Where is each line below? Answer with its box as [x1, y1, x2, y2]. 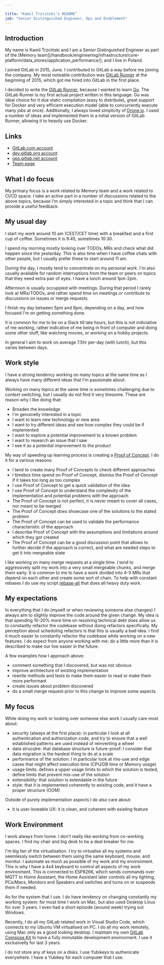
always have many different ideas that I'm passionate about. [5, 377, 126, 383]
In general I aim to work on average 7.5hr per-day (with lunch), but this [5, 339, 146, 345]
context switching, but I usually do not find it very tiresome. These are [5, 392, 145, 397]
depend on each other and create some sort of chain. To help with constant [5, 575, 157, 581]
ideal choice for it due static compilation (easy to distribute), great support [5, 97, 155, 103]
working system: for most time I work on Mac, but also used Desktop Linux [5, 899, 156, 905]
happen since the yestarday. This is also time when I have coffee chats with [5, 250, 157, 256]
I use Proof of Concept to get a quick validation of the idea [12, 482, 130, 488]
